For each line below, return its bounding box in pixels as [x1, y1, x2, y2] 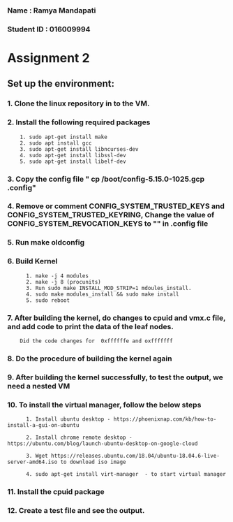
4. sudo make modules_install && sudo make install [25, 291, 179, 298]
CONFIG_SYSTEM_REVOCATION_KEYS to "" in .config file [7, 219, 209, 229]
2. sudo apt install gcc [20, 139, 92, 147]
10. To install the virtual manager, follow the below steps [7, 400, 202, 409]
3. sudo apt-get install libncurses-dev [20, 145, 139, 152]
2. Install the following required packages [7, 117, 151, 127]
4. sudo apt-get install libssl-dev [20, 152, 127, 159]
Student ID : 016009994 [7, 24, 91, 34]
